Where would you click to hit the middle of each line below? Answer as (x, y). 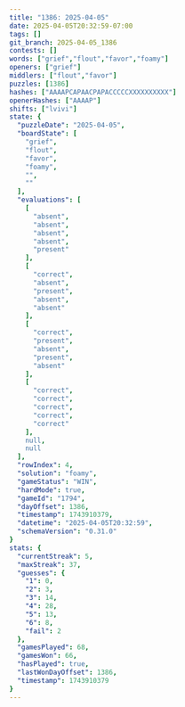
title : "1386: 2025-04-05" (59, 17)
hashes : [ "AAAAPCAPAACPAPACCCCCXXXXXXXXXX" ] (93, 92)
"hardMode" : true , (52, 490)
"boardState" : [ (47, 134)
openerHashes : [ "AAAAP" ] (55, 100)
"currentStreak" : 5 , (55, 556)
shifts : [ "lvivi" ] (43, 109)
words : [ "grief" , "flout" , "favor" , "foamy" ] (89, 59)
